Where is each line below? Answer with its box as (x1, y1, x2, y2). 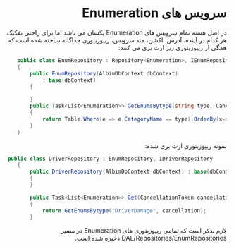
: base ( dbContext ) (42, 76, 97, 84)
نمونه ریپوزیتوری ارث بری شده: (144, 141, 227, 150)
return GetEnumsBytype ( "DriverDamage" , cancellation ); (42, 207, 207, 214)
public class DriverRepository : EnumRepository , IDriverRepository (7, 155, 214, 162)
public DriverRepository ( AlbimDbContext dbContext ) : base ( (30, 168, 210, 176)
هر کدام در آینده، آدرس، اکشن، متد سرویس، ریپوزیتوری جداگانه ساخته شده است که (8, 35, 227, 44)
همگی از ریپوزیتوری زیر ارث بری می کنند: (118, 43, 227, 51)
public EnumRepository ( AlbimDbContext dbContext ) (30, 70, 178, 77)
